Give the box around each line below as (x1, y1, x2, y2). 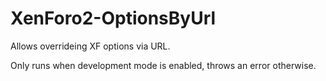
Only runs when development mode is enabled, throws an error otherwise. (10, 59, 317, 71)
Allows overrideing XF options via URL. (10, 40, 171, 52)
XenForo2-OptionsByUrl (10, 7, 217, 30)
